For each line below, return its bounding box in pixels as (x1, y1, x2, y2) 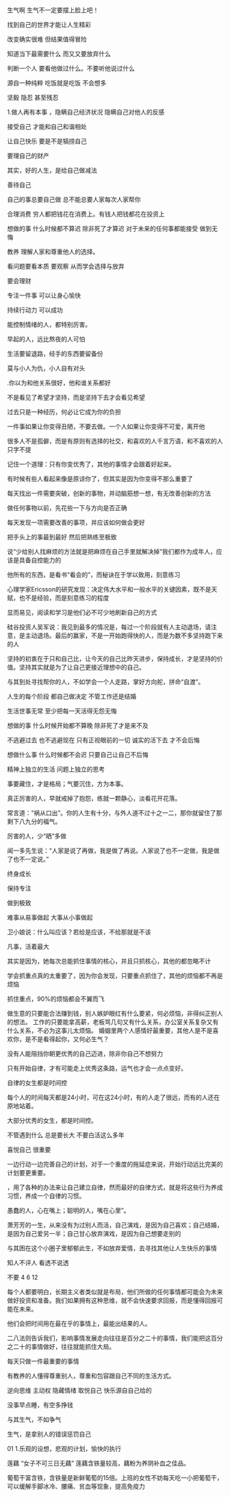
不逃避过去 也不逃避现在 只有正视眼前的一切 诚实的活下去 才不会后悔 (7, 736, 200, 744)
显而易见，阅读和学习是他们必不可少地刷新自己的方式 (7, 609, 157, 616)
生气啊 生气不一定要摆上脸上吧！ (7, 6, 99, 14)
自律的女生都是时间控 (7, 1079, 67, 1086)
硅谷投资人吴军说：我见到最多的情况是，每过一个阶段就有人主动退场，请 (7, 623, 211, 631)
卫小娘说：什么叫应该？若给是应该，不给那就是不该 (7, 928, 151, 936)
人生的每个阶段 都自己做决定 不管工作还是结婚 (7, 692, 137, 701)
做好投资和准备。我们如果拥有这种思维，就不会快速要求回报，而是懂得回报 (7, 1296, 217, 1304)
